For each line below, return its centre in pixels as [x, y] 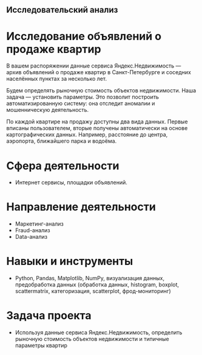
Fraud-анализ [32, 230]
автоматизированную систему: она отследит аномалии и [81, 103]
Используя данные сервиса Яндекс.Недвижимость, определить [99, 333]
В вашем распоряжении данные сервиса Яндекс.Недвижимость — [94, 66]
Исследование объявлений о [84, 36]
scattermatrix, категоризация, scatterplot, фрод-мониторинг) [93, 291]
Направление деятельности [81, 207]
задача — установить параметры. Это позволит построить [83, 97]
